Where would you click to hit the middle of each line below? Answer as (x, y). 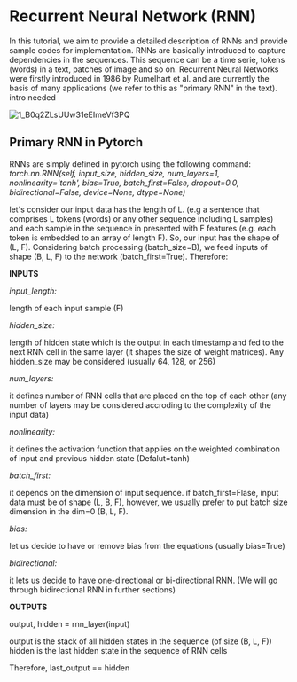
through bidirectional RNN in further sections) (92, 589)
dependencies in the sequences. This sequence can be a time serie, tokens (147, 59)
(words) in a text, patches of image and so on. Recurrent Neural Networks (144, 69)
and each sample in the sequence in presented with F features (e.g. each (143, 228)
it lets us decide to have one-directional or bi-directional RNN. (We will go (144, 580)
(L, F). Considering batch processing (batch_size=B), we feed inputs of (139, 247)
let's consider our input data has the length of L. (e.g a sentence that (134, 209)
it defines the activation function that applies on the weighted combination (145, 449)
